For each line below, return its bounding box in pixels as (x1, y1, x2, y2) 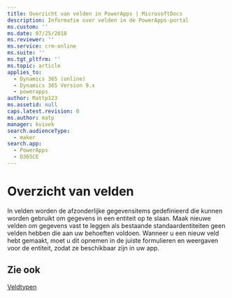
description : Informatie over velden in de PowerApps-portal (7, 17, 189, 24)
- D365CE (13, 153, 39, 161)
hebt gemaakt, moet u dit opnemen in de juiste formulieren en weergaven (7, 236, 219, 245)
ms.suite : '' (7, 50, 45, 57)
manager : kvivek (7, 120, 55, 128)
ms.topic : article (7, 62, 61, 69)
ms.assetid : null (7, 101, 58, 108)
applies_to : (7, 69, 42, 76)
